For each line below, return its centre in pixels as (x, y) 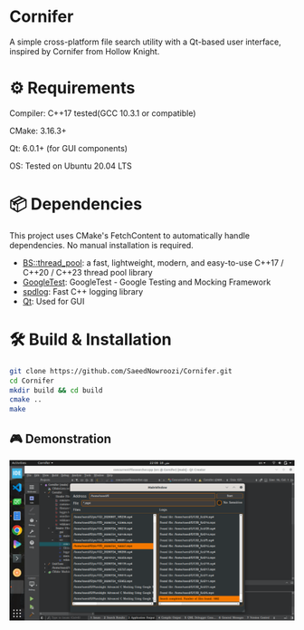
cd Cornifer (32, 381)
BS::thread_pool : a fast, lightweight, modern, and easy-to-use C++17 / (153, 262)
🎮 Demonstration (60, 438)
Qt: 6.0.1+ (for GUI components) (69, 148)
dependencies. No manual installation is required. (102, 245)
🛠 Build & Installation (90, 339)
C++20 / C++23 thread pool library (87, 272)
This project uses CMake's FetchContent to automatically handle (130, 235)
